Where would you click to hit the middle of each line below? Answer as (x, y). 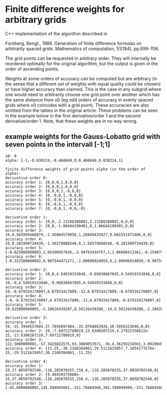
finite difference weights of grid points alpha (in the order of (75, 169)
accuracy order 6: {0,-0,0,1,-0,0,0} (44, 204)
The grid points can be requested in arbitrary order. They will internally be (81, 58)
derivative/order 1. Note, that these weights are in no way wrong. (71, 121)
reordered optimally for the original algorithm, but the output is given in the (82, 63)
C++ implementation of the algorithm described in (56, 33)
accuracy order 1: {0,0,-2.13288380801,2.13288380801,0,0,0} (70, 221)
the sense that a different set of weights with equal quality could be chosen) (83, 84)
